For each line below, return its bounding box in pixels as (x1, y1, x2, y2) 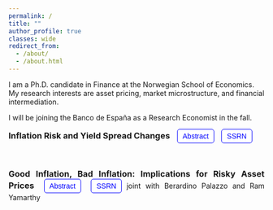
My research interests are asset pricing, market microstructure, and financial (8, 88, 265, 98)
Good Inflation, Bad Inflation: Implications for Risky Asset (8, 168, 265, 179)
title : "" (8, 20, 42, 28)
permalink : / (8, 11, 53, 20)
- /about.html (15, 58, 63, 66)
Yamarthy (8, 192, 41, 202)
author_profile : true (8, 27, 82, 35)
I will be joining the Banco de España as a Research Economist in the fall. (8, 112, 253, 122)
